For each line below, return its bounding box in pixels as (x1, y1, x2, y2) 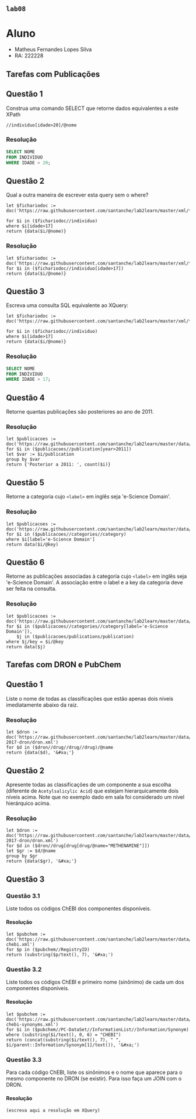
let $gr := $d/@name (6, 848, 57, 854)
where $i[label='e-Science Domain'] (6, 536, 95, 542)
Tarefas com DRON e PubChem (6, 660, 121, 670)
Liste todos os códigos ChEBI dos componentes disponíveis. (6, 905, 152, 912)
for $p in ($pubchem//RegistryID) (6, 947, 90, 953)
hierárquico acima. (6, 800, 51, 807)
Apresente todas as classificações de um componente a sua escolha (6, 781, 171, 788)
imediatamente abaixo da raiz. (6, 701, 79, 708)
